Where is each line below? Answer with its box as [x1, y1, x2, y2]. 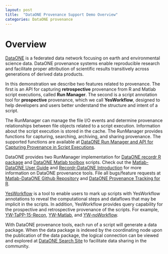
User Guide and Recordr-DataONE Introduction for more [25, 165, 142, 171]
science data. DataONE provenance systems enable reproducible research [5, 60, 160, 67]
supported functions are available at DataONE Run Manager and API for [5, 139, 153, 145]
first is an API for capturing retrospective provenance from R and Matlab [5, 86, 156, 92]
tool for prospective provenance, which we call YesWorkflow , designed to [5, 97, 160, 103]
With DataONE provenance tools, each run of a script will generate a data [5, 222, 157, 228]
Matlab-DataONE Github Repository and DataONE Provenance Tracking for [5, 175, 160, 181]
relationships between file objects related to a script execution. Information [5, 123, 160, 129]
